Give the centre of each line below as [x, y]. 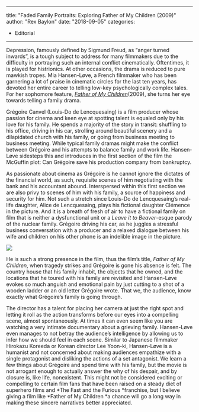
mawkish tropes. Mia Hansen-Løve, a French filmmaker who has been [91, 75]
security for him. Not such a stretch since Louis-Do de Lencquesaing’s [92, 199]
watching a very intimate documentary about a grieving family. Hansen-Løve [99, 327]
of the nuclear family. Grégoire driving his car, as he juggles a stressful [92, 224]
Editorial [25, 33]
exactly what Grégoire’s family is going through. [64, 297]
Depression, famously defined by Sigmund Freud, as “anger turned [88, 50]
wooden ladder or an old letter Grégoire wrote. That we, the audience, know [99, 290]
